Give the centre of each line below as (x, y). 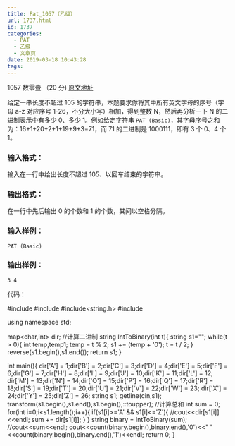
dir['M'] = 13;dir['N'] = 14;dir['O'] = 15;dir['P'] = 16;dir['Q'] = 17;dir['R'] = (110, 380)
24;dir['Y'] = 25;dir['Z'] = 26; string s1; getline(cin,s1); (84, 395)
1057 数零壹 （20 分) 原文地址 (50, 87)
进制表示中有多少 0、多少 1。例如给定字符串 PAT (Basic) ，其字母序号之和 (114, 120)
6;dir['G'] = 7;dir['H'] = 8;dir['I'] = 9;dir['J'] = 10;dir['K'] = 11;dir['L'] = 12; (110, 373)
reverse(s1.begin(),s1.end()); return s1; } (64, 352)
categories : (25, 34)
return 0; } (160, 434)
